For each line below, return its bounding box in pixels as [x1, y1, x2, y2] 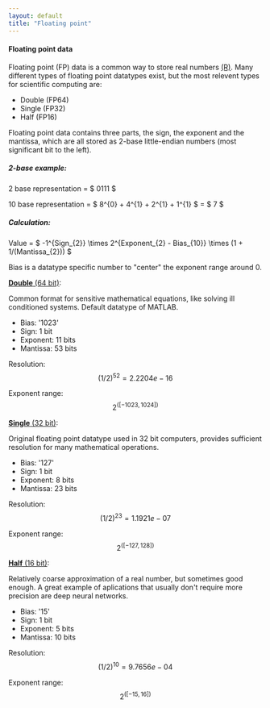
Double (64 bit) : [8, 277, 62, 287]
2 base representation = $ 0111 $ [8, 183, 117, 194]
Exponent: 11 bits [19, 335, 77, 344]
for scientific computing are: [8, 79, 102, 89]
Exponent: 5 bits [19, 624, 75, 634]
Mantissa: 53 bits [19, 344, 77, 353]
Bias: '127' [19, 457, 55, 468]
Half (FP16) [19, 112, 58, 122]
